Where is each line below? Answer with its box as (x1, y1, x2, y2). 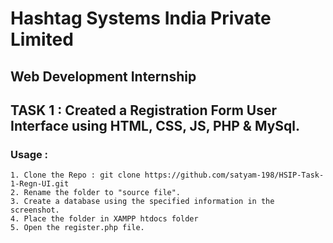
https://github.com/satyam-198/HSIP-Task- (144, 170, 325, 181)
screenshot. (10, 205, 60, 216)
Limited (10, 28, 74, 51)
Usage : (10, 147, 49, 161)
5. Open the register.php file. (10, 223, 145, 233)
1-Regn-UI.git (10, 179, 70, 189)
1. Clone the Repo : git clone (10, 170, 141, 181)
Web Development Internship (10, 68, 197, 85)
